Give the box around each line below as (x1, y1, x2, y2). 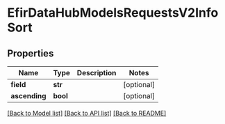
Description (76, 68, 117, 77)
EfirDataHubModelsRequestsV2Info (7, 5, 219, 21)
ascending (10, 91, 47, 100)
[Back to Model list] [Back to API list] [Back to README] (7, 109, 167, 117)
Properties (7, 47, 54, 59)
